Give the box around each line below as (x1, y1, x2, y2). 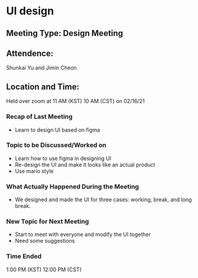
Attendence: (6, 48, 54, 58)
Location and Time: (6, 81, 79, 92)
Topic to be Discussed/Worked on (6, 141, 107, 149)
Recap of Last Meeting (6, 113, 73, 121)
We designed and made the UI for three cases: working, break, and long (14, 196, 192, 203)
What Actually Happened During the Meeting (6, 182, 139, 191)
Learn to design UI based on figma (14, 126, 100, 133)
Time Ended (6, 252, 42, 261)
